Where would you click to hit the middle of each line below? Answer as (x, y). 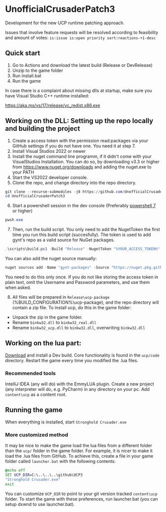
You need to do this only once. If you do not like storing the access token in (82, 277)
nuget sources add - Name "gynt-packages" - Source (57, 268)
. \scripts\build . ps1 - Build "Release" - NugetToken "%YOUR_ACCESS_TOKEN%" (83, 249)
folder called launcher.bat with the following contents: (61, 462)
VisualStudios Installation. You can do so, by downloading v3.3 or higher (86, 161)
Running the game (34, 410)
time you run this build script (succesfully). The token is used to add (82, 235)
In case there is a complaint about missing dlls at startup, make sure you (79, 91)
